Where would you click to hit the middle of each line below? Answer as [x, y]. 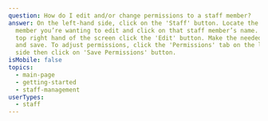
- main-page [35, 75]
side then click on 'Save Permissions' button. [96, 53]
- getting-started [46, 82]
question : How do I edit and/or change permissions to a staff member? [130, 16]
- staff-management [48, 90]
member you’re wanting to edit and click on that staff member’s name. [137, 30]
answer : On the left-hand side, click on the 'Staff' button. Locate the [134, 23]
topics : [21, 68]
